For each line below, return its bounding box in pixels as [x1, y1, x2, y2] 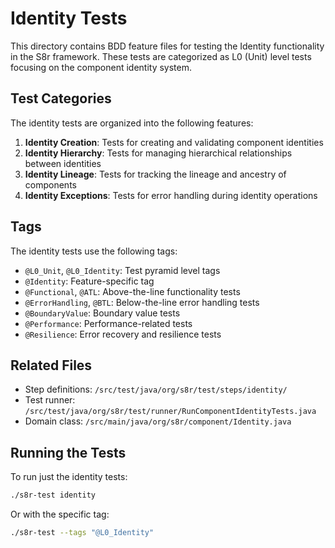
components [24, 178, 77, 191]
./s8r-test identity [10, 490, 97, 501]
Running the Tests [10, 444, 127, 461]
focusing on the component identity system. [10, 61, 193, 73]
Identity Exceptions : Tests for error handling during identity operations [24, 189, 318, 201]
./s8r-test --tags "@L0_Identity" [10, 528, 155, 538]
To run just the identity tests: [10, 471, 128, 483]
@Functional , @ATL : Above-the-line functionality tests [24, 285, 241, 297]
